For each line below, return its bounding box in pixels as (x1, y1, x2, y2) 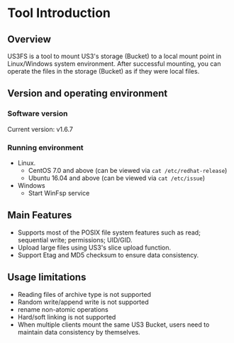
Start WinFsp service (28, 189, 90, 197)
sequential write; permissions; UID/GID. (17, 235, 133, 244)
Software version (7, 108, 68, 118)
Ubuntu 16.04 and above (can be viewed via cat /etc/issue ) (28, 174, 206, 182)
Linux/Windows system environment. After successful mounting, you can (7, 60, 221, 68)
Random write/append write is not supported (17, 298, 149, 306)
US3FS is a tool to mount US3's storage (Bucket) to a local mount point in (7, 52, 222, 60)
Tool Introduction (7, 5, 111, 21)
